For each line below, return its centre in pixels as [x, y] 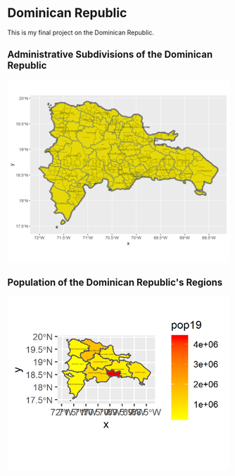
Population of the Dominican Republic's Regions [115, 282]
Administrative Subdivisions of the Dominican [110, 55]
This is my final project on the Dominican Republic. [81, 32]
